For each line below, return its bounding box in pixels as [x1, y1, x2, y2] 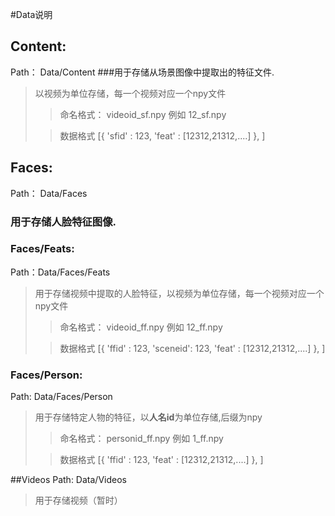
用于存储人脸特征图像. [10, 214, 117, 228]
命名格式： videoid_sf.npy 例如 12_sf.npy [59, 108, 227, 120]
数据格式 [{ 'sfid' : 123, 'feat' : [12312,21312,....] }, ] [59, 129, 266, 142]
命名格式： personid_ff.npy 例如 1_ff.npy [59, 433, 224, 445]
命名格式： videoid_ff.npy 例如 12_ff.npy [59, 321, 223, 333]
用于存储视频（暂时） [34, 494, 123, 507]
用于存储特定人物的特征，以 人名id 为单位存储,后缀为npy [34, 411, 263, 423]
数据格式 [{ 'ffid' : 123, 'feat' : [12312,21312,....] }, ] [59, 454, 264, 466]
